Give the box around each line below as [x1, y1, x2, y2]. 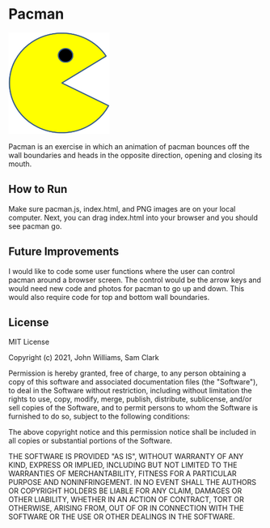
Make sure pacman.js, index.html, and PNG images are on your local [8, 204, 236, 213]
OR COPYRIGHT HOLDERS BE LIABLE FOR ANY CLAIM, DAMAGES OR [8, 486, 243, 496]
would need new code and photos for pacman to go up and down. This [8, 283, 245, 293]
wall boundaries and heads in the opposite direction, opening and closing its [8, 150, 263, 160]
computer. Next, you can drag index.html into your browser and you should [8, 212, 259, 222]
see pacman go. [8, 221, 62, 231]
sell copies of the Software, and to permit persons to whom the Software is [8, 403, 259, 413]
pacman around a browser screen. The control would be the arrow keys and [8, 275, 261, 285]
